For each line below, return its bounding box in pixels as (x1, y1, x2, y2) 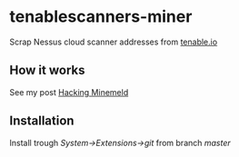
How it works (9, 63, 85, 78)
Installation (9, 113, 75, 129)
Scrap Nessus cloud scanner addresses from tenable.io (9, 36, 218, 47)
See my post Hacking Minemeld (9, 86, 129, 97)
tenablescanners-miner (9, 6, 193, 27)
